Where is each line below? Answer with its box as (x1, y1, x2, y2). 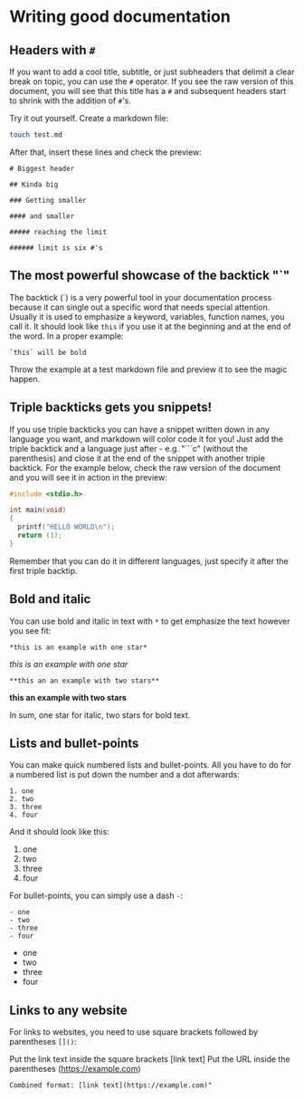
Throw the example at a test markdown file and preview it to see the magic (9, 364, 288, 375)
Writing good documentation (9, 6, 231, 27)
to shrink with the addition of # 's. (9, 95, 132, 106)
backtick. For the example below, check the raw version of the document (9, 462, 281, 473)
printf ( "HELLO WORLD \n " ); (17, 522, 116, 531)
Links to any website (9, 1002, 128, 1018)
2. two (9, 795, 34, 804)
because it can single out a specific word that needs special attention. (9, 301, 271, 312)
